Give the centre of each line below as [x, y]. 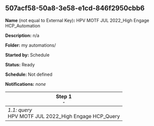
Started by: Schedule [27, 55]
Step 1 [64, 96]
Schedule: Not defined [29, 74]
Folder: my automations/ [30, 45]
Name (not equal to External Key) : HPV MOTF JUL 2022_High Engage [77, 20]
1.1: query [20, 110]
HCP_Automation [23, 26]
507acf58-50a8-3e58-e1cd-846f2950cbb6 [75, 8]
